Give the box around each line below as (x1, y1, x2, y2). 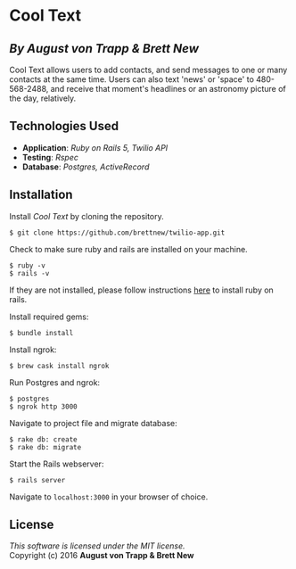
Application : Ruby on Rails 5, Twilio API (21, 142, 169, 153)
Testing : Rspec (21, 152, 78, 162)
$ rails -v (9, 268, 50, 277)
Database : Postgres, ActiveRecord (21, 161, 150, 172)
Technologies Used (9, 119, 119, 134)
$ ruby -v (9, 260, 46, 270)
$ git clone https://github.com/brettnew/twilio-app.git (9, 228, 226, 237)
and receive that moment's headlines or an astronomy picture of (50, 84, 287, 94)
